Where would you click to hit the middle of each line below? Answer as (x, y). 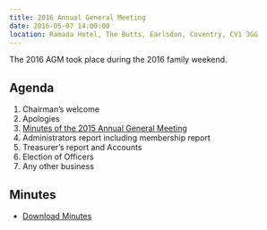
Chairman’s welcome (61, 109)
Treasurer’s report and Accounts (82, 148)
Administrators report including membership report (116, 138)
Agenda (32, 87)
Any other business (58, 166)
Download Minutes (57, 216)
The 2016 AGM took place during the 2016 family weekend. (118, 60)
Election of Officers (58, 157)
